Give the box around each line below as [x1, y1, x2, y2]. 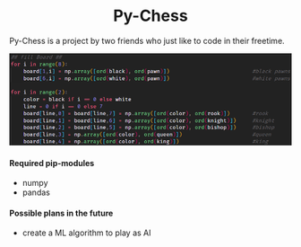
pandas [21, 187, 51, 198]
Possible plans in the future [9, 207, 114, 218]
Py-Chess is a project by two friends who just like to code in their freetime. [9, 35, 285, 46]
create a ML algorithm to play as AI [21, 227, 151, 238]
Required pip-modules [9, 157, 95, 168]
